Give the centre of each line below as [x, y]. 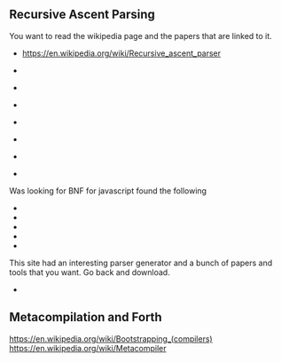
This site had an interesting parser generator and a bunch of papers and [141, 263]
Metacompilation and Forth [86, 317]
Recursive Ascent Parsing [82, 15]
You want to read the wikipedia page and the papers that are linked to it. [140, 35]
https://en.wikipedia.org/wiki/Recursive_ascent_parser [121, 53]
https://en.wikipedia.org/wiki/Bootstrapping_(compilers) [111, 338]
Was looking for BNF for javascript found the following [108, 191]
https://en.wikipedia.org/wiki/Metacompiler [88, 348]
